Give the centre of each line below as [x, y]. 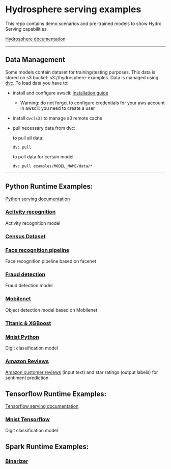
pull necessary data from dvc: [44, 128]
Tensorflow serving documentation [42, 406]
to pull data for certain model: [44, 156]
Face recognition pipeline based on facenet [51, 261]
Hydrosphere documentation [35, 39]
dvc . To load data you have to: [37, 83]
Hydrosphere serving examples [73, 9]
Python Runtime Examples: [49, 187]
